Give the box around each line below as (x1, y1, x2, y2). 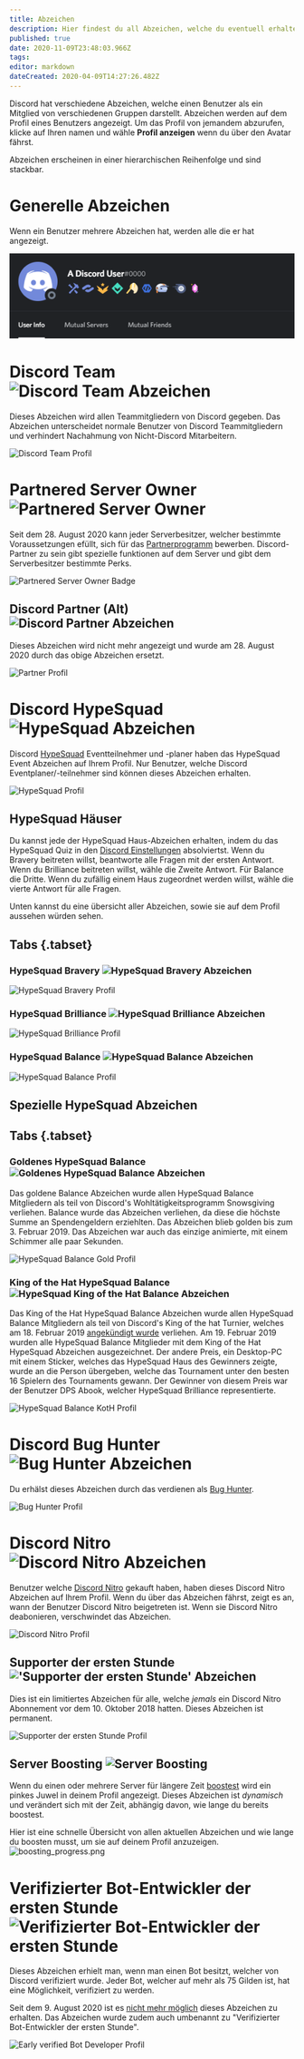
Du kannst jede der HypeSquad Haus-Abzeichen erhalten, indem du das (9, 835, 279, 846)
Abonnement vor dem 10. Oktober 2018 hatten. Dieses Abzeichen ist (9, 1703, 264, 1713)
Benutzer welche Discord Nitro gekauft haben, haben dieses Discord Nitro (9, 1582, 285, 1593)
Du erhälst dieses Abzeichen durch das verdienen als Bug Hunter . (9, 1483, 255, 1494)
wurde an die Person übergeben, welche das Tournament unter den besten (9, 1365, 290, 1376)
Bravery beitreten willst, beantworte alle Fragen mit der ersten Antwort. (9, 854, 274, 865)
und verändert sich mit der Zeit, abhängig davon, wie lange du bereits (9, 1800, 269, 1810)
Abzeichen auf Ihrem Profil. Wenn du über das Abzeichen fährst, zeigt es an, (9, 1592, 295, 1603)
